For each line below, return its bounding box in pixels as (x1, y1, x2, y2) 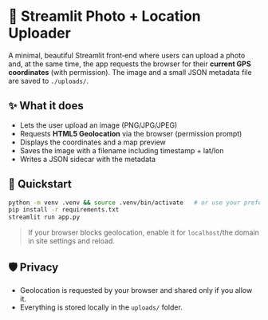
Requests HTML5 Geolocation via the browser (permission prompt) (19, 128, 242, 138)
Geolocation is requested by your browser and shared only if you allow (19, 286, 253, 294)
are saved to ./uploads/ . (8, 76, 89, 85)
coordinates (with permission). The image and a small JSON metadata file (8, 67, 253, 77)
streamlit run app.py (8, 213, 81, 222)
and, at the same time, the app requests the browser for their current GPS (8, 59, 251, 69)
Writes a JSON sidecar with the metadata (19, 154, 156, 164)
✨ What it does (8, 99, 84, 113)
